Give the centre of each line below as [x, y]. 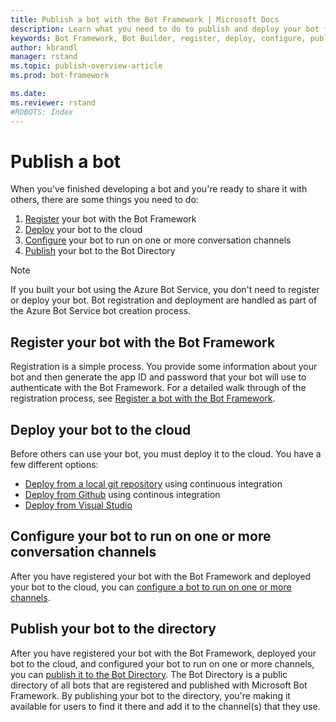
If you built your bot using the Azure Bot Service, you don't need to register [165, 290]
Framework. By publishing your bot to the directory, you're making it [150, 695]
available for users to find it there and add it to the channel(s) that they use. [165, 706]
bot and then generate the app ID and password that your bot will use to [158, 377]
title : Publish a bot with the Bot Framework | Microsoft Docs [145, 19]
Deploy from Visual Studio [78, 505]
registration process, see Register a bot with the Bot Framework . [143, 398]
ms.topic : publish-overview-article [86, 66]
